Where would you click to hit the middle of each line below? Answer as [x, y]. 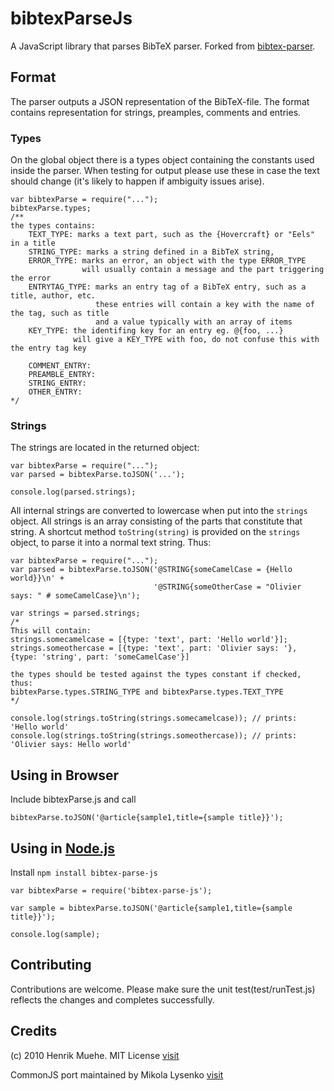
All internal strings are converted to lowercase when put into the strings [159, 511]
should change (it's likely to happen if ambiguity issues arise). [137, 181]
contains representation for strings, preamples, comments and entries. [156, 112]
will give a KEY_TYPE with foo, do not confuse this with [196, 340]
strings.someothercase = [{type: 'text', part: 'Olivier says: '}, [154, 648]
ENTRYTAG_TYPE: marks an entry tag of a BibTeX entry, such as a [167, 287]
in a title [33, 243]
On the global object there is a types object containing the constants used [162, 160]
